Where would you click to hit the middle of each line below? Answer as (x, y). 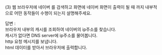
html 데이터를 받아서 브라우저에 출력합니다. (46, 48)
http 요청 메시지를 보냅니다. (31, 41)
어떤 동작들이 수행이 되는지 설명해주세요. (53, 13)
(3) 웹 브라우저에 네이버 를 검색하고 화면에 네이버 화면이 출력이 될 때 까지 (75, 7)
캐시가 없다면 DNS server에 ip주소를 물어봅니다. (51, 35)
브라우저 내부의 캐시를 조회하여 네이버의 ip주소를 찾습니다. (61, 29)
